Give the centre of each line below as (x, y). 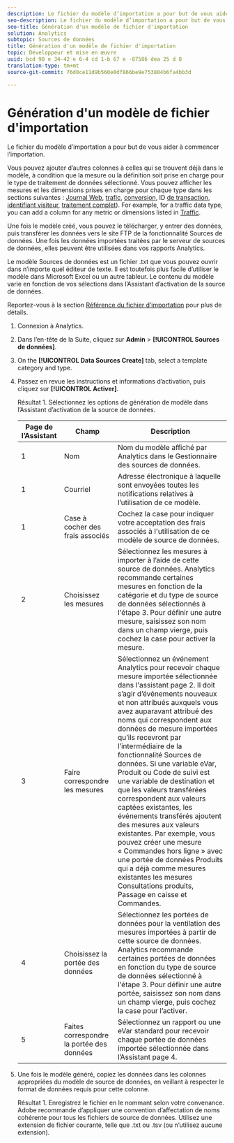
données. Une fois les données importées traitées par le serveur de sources (116, 241)
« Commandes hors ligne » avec (170, 851)
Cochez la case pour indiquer (166, 514)
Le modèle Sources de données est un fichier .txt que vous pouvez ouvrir (112, 262)
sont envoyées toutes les (158, 485)
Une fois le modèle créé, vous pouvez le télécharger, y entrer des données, (115, 226)
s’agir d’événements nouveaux (167, 694)
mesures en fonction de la (160, 586)
